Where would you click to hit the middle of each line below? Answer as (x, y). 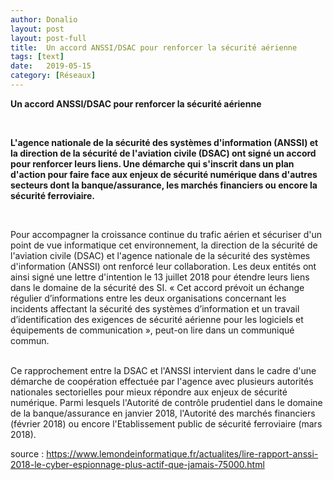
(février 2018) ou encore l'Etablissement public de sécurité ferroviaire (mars (166, 423)
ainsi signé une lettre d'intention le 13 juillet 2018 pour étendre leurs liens (160, 277)
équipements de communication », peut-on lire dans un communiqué (152, 330)
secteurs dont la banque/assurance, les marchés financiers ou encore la (164, 185)
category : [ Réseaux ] (53, 76)
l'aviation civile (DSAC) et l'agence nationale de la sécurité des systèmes (160, 255)
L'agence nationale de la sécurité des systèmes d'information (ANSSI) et (164, 142)
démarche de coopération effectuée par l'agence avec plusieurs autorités (162, 381)
